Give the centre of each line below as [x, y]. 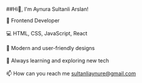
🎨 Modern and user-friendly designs [51, 48]
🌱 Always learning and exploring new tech [58, 61]
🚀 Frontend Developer [33, 20]
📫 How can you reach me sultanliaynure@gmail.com [71, 73]
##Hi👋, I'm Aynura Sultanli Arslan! [48, 9]
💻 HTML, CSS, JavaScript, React [47, 33]
